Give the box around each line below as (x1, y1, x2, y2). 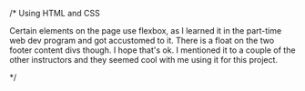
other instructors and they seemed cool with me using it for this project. (9, 55, 279, 65)
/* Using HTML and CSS (9, 8, 100, 18)
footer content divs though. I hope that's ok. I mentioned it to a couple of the (9, 45, 296, 56)
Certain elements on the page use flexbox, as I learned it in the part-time (9, 25, 282, 35)
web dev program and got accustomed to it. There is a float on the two (9, 35, 275, 45)
